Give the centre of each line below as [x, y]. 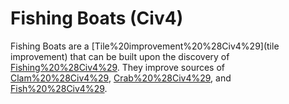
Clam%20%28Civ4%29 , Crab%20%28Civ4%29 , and [121, 78]
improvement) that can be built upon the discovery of [120, 56]
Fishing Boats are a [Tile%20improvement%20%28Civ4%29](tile [145, 46]
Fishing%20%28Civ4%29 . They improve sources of [118, 67]
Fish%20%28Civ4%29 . [59, 88]
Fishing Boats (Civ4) [97, 18]
